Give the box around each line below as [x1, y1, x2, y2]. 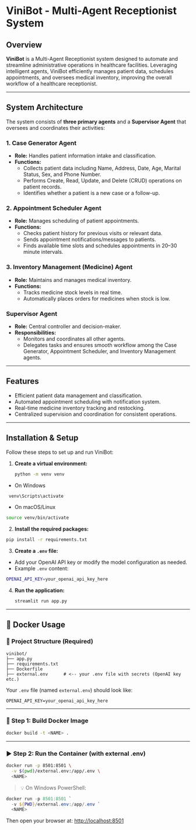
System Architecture [6, 102, 83, 112]
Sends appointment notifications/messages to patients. [23, 236, 156, 243]
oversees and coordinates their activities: [6, 124, 105, 131]
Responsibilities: [14, 329, 57, 336]
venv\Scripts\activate [8, 493, 64, 499]
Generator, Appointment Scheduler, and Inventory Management [23, 348, 176, 354]
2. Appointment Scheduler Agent [6, 204, 101, 212]
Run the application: [14, 587, 65, 594]
